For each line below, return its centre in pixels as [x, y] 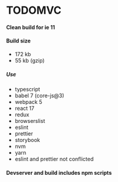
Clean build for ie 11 [31, 27]
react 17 [24, 108]
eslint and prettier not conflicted [54, 159]
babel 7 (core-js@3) [39, 95]
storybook [27, 140]
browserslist [30, 121]
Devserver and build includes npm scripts [59, 172]
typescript [27, 89]
